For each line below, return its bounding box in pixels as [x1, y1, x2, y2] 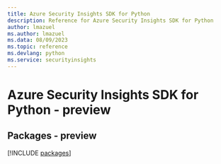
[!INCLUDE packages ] [7, 148, 72, 157]
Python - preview [7, 102, 111, 117]
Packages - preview [7, 130, 97, 142]
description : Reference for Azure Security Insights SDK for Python [7, 17, 214, 24]
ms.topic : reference [7, 43, 69, 50]
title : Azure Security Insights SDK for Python [7, 10, 151, 18]
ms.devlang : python [7, 50, 65, 57]
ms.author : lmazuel [7, 30, 65, 37]
